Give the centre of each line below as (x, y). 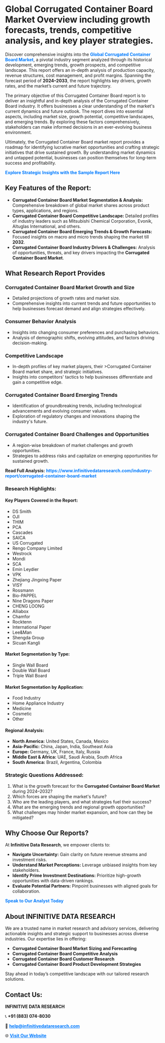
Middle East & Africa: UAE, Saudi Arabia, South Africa (67, 757)
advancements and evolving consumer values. (59, 411)
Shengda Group (28, 637)
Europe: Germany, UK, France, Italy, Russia (56, 752)
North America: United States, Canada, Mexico (60, 741)
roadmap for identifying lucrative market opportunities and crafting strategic (82, 147)
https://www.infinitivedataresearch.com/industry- (99, 471)
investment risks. (30, 860)
